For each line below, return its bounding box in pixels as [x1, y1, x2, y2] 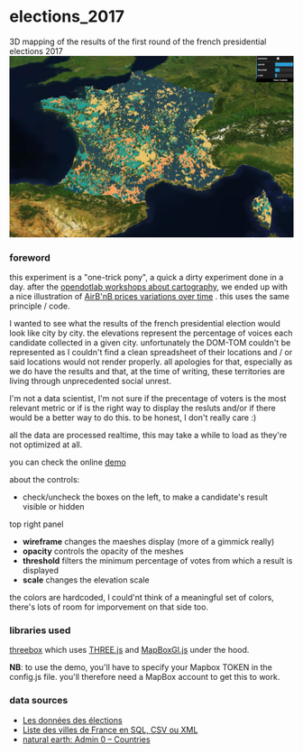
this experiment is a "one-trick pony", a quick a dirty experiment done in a [9, 272, 284, 283]
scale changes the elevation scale [22, 574, 151, 585]
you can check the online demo [9, 457, 126, 468]
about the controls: [9, 474, 80, 485]
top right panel [9, 519, 64, 529]
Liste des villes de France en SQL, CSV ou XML [22, 724, 198, 735]
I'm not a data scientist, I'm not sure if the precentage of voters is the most [9, 393, 287, 404]
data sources [9, 694, 69, 707]
